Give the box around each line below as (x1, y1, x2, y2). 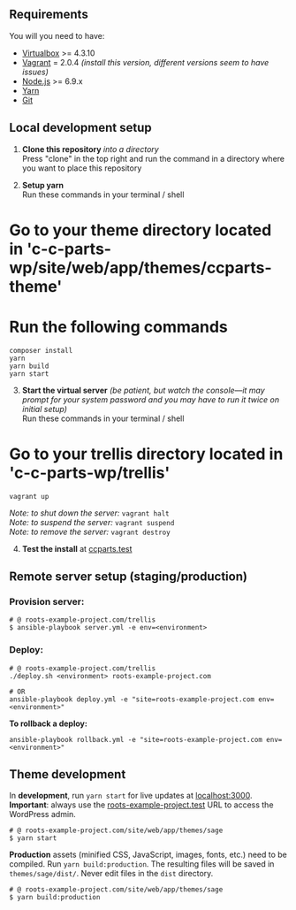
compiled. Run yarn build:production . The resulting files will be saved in (9, 859, 275, 869)
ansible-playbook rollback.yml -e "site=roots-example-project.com (9, 735, 263, 744)
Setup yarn (21, 180, 65, 190)
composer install (9, 346, 73, 355)
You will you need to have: (9, 30, 105, 41)
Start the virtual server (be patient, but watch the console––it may (21, 385, 265, 395)
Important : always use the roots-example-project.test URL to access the (9, 799, 274, 810)
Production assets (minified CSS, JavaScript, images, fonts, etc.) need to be (9, 849, 287, 860)
